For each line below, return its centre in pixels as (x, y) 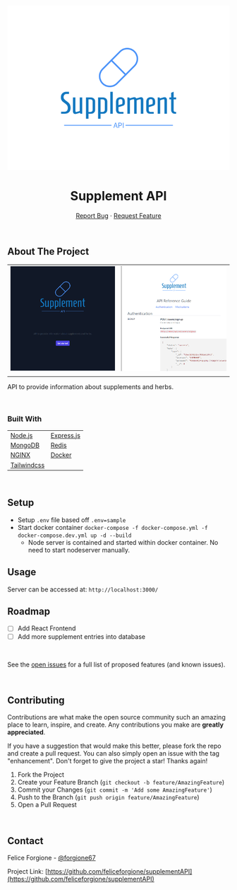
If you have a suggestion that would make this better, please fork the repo (114, 746)
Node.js (22, 435)
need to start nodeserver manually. (79, 550)
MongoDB (25, 445)
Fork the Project (41, 775)
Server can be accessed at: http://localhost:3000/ (83, 589)
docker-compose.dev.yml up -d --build (74, 536)
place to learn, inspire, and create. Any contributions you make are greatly (116, 725)
